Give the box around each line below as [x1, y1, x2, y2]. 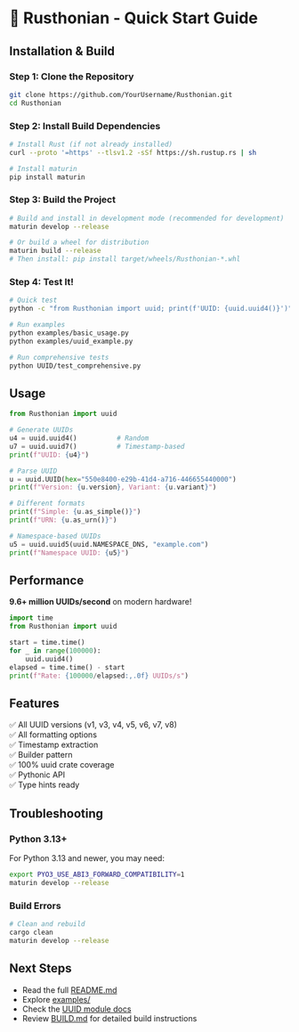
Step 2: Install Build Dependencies [9, 119, 161, 132]
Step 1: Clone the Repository [9, 70, 134, 83]
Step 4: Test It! [9, 276, 74, 288]
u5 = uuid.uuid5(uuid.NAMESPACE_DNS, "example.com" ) [9, 540, 209, 549]
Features [9, 695, 60, 711]
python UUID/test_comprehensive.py [9, 361, 141, 370]
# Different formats [9, 499, 86, 508]
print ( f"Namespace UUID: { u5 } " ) [9, 548, 129, 557]
